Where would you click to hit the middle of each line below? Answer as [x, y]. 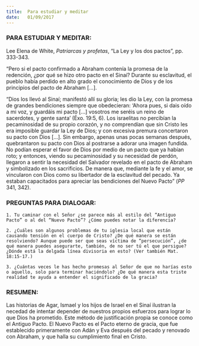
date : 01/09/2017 [30, 17]
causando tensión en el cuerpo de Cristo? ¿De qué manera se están [91, 236]
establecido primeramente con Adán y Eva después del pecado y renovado [98, 331]
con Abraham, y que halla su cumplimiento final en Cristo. [76, 337]
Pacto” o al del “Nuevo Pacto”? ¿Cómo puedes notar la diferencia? [91, 220]
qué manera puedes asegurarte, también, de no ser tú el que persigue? [96, 246]
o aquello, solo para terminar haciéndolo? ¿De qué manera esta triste [96, 272]
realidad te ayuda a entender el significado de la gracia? [82, 277]
